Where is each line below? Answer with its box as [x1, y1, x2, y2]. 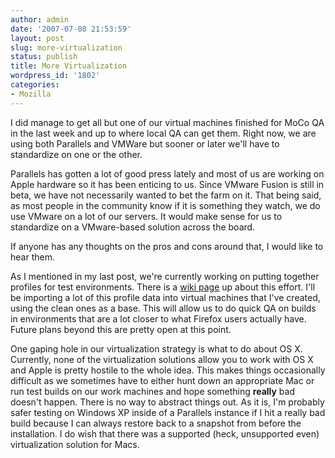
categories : [10, 80, 60, 90]
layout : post [10, 33, 65, 43]
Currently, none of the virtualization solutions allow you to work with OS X [10, 353, 314, 365]
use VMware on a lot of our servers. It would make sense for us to [10, 210, 283, 222]
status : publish [10, 52, 78, 62]
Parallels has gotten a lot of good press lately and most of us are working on [10, 167, 325, 180]
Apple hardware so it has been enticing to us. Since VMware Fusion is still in [10, 178, 325, 190]
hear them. [10, 251, 55, 263]
